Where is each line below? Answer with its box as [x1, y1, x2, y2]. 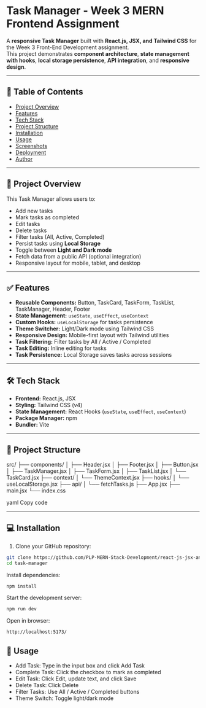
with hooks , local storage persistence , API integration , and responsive [6, 56, 189, 64]
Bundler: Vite [15, 421, 50, 429]
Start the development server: [6, 594, 82, 602]
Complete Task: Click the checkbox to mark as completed [15, 669, 161, 676]
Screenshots [15, 142, 48, 149]
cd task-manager [6, 560, 48, 566]
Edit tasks [15, 220, 40, 227]
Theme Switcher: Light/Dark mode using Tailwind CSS [15, 325, 154, 332]
